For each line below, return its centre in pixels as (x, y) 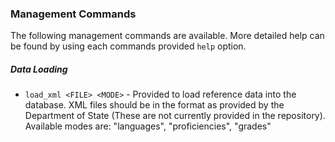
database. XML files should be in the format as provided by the (154, 105)
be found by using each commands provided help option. (128, 46)
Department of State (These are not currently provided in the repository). (175, 116)
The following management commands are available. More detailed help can (167, 36)
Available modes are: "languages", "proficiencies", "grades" (148, 126)
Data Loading (39, 69)
